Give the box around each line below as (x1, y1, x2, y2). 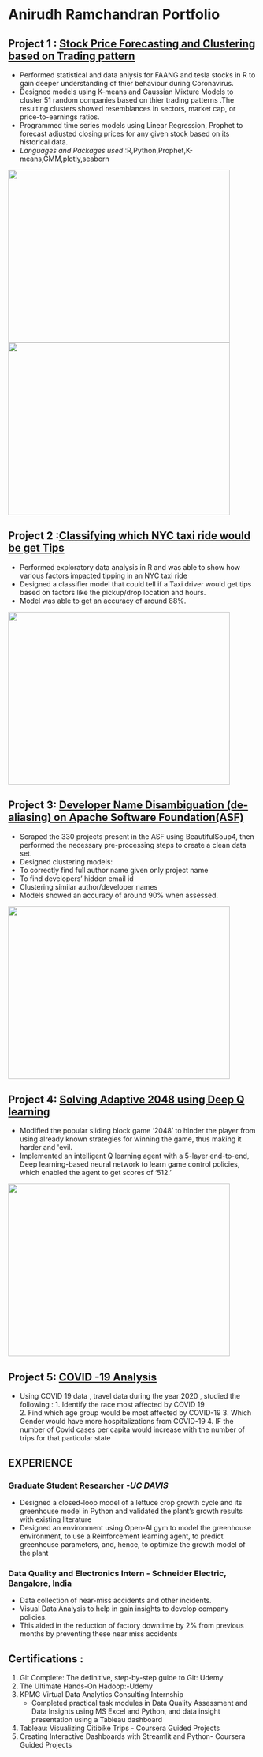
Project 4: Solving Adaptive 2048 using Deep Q (8, 1093, 245, 1107)
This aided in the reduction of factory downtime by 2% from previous (19, 1620, 244, 1631)
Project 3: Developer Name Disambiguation (8, 799, 224, 812)
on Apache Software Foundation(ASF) (54, 811, 244, 824)
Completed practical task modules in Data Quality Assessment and (31, 1699, 248, 1708)
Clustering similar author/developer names (19, 882, 158, 891)
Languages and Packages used (19, 146, 124, 155)
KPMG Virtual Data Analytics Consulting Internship (19, 1690, 183, 1699)
